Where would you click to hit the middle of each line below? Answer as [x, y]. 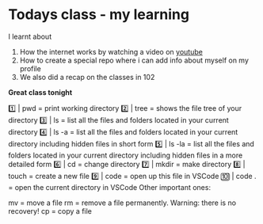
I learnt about [30, 36]
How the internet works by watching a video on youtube [111, 51]
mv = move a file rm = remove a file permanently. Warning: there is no [122, 203]
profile [30, 68]
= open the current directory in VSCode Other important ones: [110, 187]
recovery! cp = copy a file [50, 211]
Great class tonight [40, 92]
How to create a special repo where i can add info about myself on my [134, 60]
